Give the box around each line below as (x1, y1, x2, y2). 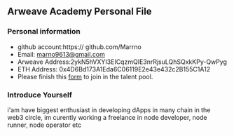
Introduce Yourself (7, 90, 72, 100)
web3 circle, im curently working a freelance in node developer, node (7, 113, 208, 121)
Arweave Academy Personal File (7, 6, 152, 18)
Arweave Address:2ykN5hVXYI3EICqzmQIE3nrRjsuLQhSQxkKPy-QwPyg (17, 57, 228, 66)
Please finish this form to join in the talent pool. (17, 72, 153, 81)
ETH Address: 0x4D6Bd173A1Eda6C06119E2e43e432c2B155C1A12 (17, 64, 211, 73)
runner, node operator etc (7, 121, 82, 129)
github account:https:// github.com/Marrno (17, 42, 142, 51)
